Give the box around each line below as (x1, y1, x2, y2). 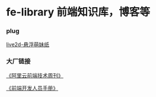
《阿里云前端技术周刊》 (6, 72, 63, 79)
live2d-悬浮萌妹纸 (6, 41, 50, 48)
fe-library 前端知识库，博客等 (6, 5, 150, 19)
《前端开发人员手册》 (6, 84, 58, 92)
